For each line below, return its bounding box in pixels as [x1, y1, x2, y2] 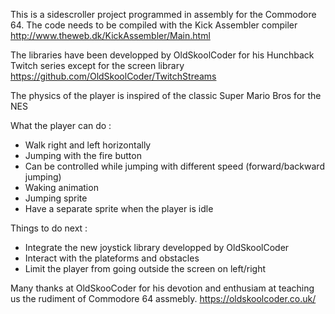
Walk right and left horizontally [24, 139, 152, 151]
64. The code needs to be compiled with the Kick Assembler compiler [10, 19, 298, 31]
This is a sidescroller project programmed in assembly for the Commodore [10, 9, 317, 20]
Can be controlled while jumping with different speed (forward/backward [24, 160, 325, 172]
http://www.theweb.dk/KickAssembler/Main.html [10, 30, 211, 41]
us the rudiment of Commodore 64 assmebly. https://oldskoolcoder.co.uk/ [10, 293, 317, 304]
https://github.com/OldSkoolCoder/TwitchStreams [10, 70, 217, 82]
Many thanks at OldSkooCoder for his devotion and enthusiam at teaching [10, 282, 315, 294]
